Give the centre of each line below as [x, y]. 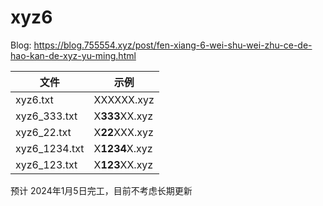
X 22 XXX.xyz [123, 132]
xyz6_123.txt [46, 164]
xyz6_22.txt [43, 132]
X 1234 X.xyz [123, 148]
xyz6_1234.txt [50, 148]
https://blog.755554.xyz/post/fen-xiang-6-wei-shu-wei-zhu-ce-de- [173, 45]
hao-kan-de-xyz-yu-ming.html [73, 55]
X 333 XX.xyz [123, 116]
